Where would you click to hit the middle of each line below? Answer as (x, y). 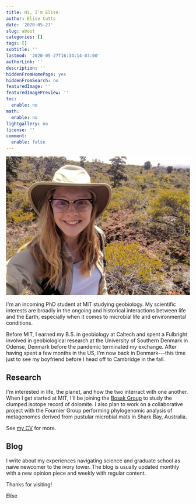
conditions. (20, 323)
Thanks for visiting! (29, 484)
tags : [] (17, 43)
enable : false (28, 142)
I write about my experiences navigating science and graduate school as (93, 461)
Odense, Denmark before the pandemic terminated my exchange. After (91, 347)
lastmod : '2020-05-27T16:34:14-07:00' (53, 56)
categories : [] (24, 37)
